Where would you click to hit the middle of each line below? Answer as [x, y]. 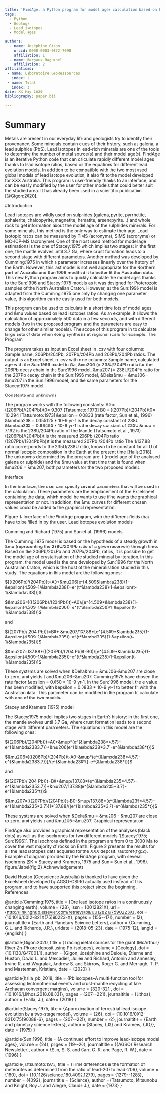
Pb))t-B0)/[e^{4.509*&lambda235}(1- [112, 652]
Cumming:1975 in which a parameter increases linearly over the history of [80, 262]
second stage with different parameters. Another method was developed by [82, 257]
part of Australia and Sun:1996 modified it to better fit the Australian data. [79, 273]
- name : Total [22, 83]
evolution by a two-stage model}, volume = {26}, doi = [60, 1014]
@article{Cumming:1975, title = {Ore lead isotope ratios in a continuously [79, 902]
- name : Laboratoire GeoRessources [43, 74]
